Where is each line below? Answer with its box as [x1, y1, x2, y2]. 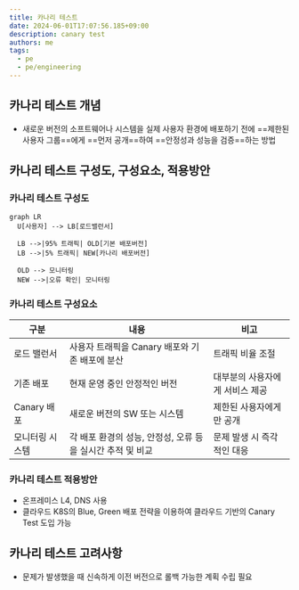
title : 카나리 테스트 [9, 12, 78, 22]
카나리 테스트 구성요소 [9, 298, 98, 310]
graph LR [9, 213, 42, 222]
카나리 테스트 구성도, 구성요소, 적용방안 [9, 163, 211, 178]
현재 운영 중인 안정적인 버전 [69, 377, 178, 389]
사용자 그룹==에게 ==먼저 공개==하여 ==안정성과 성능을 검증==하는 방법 [21, 135, 276, 145]
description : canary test [9, 29, 105, 38]
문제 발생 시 [213, 430, 260, 443]
